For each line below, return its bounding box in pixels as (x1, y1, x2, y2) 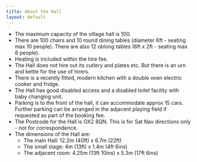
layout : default (6, 14, 46, 20)
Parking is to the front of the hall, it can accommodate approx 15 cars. (14, 99, 183, 106)
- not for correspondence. (14, 124, 78, 131)
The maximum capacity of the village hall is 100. (14, 30, 131, 37)
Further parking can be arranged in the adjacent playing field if (14, 105, 167, 113)
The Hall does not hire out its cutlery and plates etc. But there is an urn (14, 61, 186, 68)
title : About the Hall (6, 8, 62, 15)
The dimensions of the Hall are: (14, 130, 91, 137)
